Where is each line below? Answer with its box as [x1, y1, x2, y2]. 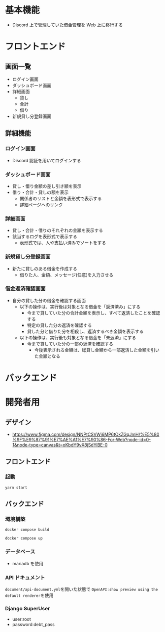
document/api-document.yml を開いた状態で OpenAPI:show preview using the [5, 586, 158, 592]
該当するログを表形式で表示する [12, 233, 77, 240]
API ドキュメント [5, 574, 45, 581]
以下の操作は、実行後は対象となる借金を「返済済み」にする [19, 304, 141, 310]
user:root [12, 616, 31, 622]
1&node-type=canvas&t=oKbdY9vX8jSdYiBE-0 [12, 442, 108, 448]
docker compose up [5, 536, 43, 541]
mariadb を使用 [12, 560, 43, 566]
